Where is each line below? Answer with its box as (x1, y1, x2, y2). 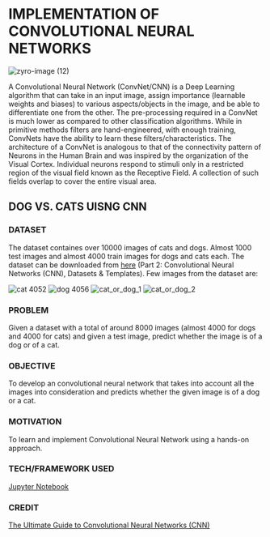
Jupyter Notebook (8, 481, 70, 491)
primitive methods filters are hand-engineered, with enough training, (8, 125, 237, 134)
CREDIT (8, 501, 40, 513)
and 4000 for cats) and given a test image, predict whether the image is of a (8, 331, 263, 341)
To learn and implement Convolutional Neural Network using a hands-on (8, 434, 250, 444)
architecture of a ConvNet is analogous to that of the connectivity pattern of (8, 142, 261, 151)
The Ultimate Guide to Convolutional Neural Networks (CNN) (8, 520, 210, 531)
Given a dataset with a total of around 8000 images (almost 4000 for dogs (8, 322, 256, 332)
